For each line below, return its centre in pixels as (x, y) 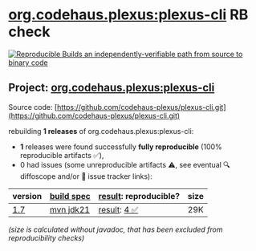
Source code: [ (33, 107)
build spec (70, 196)
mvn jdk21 (70, 209)
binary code (28, 63)
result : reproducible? (139, 196)
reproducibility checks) (47, 237)
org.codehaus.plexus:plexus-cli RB (128, 15)
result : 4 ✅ (118, 209)
